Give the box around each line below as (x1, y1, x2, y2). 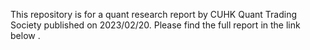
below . (10, 30, 41, 41)
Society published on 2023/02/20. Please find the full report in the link (10, 19, 301, 31)
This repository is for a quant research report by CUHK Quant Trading (10, 9, 298, 20)
